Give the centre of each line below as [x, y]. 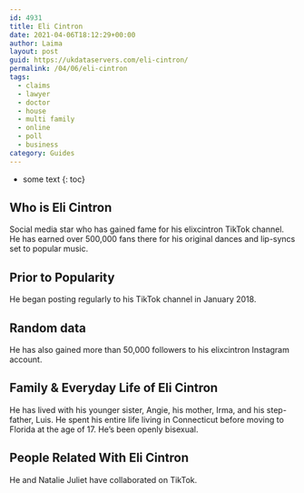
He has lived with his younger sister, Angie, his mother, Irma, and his [137, 409]
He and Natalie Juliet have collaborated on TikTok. [103, 479]
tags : [20, 77]
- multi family [46, 119]
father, [22, 419]
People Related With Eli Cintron [99, 458]
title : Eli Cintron [46, 26]
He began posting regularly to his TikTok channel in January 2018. [133, 299]
